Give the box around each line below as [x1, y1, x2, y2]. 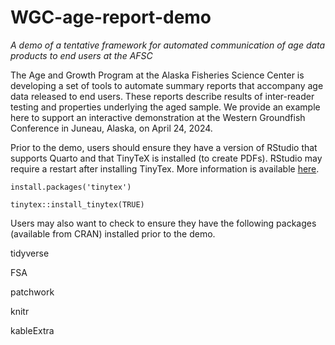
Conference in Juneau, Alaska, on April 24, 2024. [10, 122, 213, 134]
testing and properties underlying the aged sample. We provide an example [10, 101, 321, 113]
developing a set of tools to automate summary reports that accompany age [10, 79, 324, 91]
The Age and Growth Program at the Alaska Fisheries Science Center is [10, 69, 305, 81]
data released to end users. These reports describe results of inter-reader [10, 90, 315, 102]
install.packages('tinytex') [10, 182, 132, 192]
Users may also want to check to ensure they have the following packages [10, 217, 317, 229]
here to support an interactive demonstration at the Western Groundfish [10, 111, 306, 123]
